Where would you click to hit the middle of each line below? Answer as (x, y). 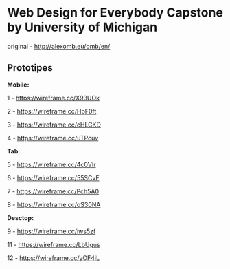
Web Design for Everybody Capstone (115, 13)
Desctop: (21, 217)
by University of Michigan (82, 27)
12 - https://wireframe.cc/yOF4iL (54, 258)
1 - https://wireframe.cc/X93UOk (54, 98)
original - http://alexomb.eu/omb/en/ (59, 46)
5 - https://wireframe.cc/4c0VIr (51, 164)
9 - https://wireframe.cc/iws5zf (51, 231)
